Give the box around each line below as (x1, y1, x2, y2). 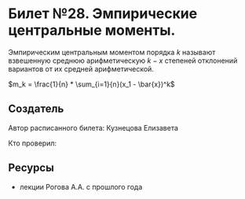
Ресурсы (8, 161, 55, 175)
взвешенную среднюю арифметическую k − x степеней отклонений (8, 56, 238, 65)
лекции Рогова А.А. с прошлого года (19, 182, 143, 191)
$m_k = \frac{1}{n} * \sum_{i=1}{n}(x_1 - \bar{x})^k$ (8, 79, 175, 89)
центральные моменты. (8, 21, 176, 39)
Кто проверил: (8, 138, 57, 148)
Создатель (8, 102, 64, 116)
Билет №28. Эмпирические (8, 5, 198, 23)
